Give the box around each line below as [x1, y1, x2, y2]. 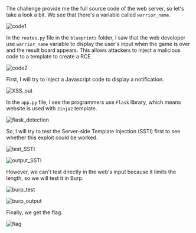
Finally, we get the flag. [6, 209, 63, 216]
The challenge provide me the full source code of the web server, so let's [6, 5, 184, 12]
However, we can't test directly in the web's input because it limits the [6, 168, 177, 175]
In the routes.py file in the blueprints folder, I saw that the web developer [6, 34, 186, 41]
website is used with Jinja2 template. [6, 105, 97, 111]
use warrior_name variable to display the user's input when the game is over [6, 41, 190, 47]
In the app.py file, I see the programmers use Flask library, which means [6, 99, 181, 106]
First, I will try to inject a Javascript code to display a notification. [6, 76, 164, 83]
